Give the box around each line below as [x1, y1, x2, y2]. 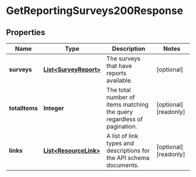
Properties [6, 27, 45, 37]
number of [106, 93, 135, 101]
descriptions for [106, 147, 150, 154]
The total [106, 86, 131, 94]
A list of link [106, 132, 139, 140]
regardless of [106, 115, 143, 123]
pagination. [106, 123, 137, 130]
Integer [43, 104, 64, 112]
